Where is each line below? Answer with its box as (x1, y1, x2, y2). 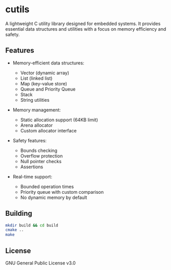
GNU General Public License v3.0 (5, 260, 76, 266)
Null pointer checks (20, 158, 62, 164)
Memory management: (12, 106, 61, 113)
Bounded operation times (20, 183, 74, 190)
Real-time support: (12, 173, 53, 179)
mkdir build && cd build (5, 222, 58, 228)
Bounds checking (20, 147, 57, 153)
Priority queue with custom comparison (20, 189, 104, 195)
